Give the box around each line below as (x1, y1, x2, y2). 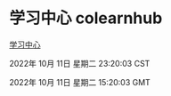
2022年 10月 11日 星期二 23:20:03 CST (9, 58, 151, 68)
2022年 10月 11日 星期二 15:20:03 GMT (9, 76, 151, 87)
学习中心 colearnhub (9, 8, 163, 28)
